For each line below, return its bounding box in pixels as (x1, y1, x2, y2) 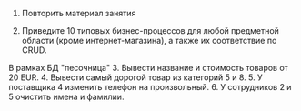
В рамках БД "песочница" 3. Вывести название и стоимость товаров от (8, 63, 288, 73)
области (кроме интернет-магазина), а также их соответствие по (21, 35, 277, 45)
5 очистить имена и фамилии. (8, 91, 125, 102)
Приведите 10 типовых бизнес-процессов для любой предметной (21, 25, 279, 35)
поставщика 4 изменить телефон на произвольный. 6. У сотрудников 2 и (8, 82, 292, 92)
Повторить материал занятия (21, 8, 136, 18)
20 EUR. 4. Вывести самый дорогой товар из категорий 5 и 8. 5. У (8, 72, 263, 83)
